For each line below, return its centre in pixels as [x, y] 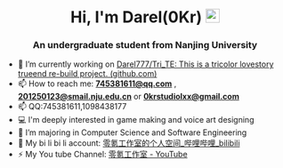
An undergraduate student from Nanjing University [145, 45]
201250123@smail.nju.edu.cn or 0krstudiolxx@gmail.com [129, 97]
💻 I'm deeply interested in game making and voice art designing [136, 120]
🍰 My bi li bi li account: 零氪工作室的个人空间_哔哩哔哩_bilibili [129, 143]
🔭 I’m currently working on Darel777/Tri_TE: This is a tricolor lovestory [146, 64]
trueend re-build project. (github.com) [87, 74]
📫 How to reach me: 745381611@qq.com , [97, 84]
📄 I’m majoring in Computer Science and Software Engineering [132, 132]
